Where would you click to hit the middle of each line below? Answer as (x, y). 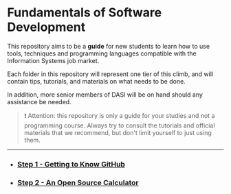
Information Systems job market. (53, 60)
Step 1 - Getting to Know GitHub (71, 164)
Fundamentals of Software (85, 13)
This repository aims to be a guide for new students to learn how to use (109, 46)
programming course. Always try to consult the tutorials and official (119, 125)
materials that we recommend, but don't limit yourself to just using (118, 132)
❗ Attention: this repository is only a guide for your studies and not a (119, 115)
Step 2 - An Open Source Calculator (78, 182)
